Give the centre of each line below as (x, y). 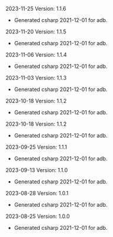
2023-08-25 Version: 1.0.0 (38, 216)
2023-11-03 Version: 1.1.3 (36, 78)
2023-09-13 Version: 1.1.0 (37, 170)
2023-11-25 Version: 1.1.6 (36, 9)
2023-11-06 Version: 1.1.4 (36, 55)
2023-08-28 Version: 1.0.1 (37, 193)
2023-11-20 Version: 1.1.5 (36, 32)
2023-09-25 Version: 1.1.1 (36, 147)
